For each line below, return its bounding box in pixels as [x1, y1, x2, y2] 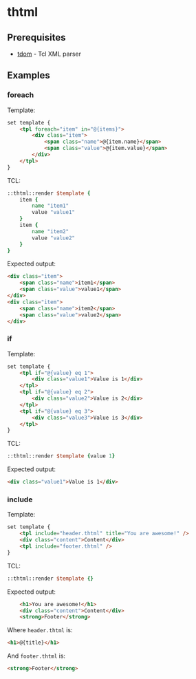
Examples [7, 69, 50, 81]
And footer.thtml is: [7, 651, 66, 660]
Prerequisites [7, 32, 66, 43]
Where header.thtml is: [7, 626, 74, 634]
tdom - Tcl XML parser [17, 50, 81, 58]
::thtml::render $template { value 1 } [7, 453, 116, 460]
